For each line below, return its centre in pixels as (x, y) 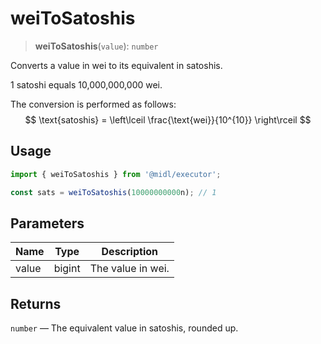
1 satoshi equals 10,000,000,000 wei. (86, 84)
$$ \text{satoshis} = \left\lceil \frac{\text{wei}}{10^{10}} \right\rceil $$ (168, 119)
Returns (36, 303)
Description (129, 252)
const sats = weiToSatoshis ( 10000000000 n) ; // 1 (113, 192)
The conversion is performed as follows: (93, 104)
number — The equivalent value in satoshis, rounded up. (124, 328)
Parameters (47, 223)
